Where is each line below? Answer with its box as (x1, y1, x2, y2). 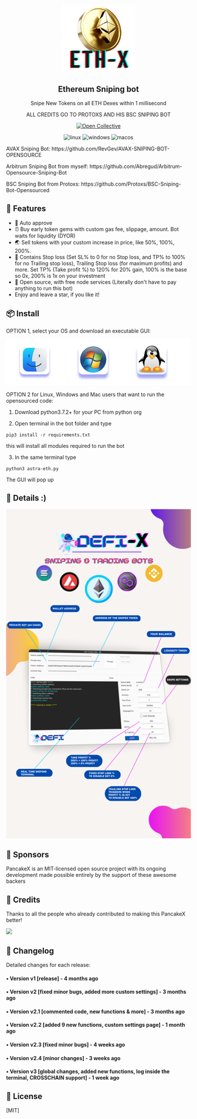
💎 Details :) (6, 493, 47, 503)
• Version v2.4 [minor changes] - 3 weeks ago (6, 1054, 121, 1061)
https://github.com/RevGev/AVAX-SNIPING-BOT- (52, 145, 170, 152)
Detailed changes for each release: (6, 961, 91, 969)
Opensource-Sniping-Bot (6, 169, 67, 176)
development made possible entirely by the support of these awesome (6, 872, 177, 879)
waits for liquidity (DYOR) (14, 232, 76, 239)
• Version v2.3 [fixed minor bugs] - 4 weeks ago (6, 1041, 125, 1048)
